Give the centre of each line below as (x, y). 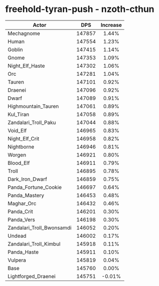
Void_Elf (17, 131)
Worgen (17, 154)
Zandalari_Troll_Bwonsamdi (40, 228)
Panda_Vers (21, 219)
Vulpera (17, 260)
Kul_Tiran (18, 114)
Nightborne (21, 146)
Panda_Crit (20, 211)
